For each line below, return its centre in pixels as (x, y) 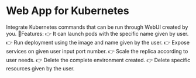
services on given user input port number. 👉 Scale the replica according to (97, 51)
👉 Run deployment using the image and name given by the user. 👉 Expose (98, 42)
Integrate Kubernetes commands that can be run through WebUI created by (97, 27)
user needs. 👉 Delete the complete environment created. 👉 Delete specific (98, 60)
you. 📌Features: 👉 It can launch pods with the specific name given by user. (97, 33)
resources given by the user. (40, 68)
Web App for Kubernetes (68, 11)
